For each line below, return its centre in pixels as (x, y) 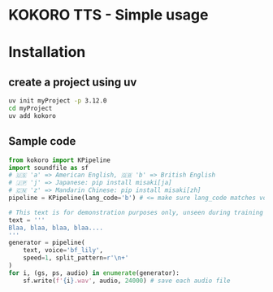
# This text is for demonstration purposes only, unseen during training (136, 212)
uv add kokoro (32, 115)
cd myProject (30, 109)
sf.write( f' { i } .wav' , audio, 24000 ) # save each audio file (127, 281)
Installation (47, 52)
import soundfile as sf (49, 168)
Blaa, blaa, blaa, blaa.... (56, 228)
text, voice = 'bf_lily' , (63, 251)
